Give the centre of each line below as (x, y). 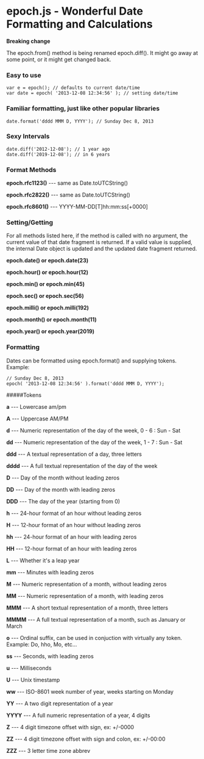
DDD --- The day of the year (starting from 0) (63, 501)
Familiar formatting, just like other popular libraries (83, 109)
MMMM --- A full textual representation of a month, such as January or (96, 619)
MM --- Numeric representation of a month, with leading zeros (85, 595)
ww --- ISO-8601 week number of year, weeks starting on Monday (90, 691)
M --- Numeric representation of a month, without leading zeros (86, 584)
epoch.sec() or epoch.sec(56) (45, 296)
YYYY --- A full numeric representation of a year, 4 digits (78, 715)
